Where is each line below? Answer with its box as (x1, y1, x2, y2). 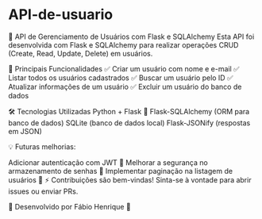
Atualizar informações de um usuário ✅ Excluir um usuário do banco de (8, 82, 242, 91)
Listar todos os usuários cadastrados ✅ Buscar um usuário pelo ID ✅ (8, 73, 233, 83)
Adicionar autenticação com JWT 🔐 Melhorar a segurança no (8, 157, 208, 167)
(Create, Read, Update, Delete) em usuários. (8, 48, 153, 58)
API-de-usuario (8, 6, 114, 24)
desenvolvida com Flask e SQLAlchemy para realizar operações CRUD (8, 40, 239, 49)
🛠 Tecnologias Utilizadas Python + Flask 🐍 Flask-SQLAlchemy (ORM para (8, 106, 250, 116)
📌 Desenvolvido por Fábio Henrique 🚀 (8, 202, 131, 211)
